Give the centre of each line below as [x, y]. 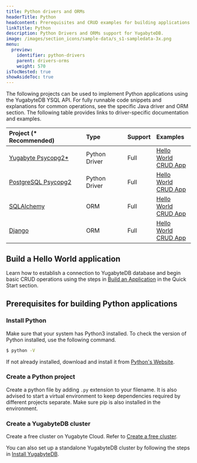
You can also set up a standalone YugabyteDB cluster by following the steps [98, 448]
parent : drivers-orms [43, 61]
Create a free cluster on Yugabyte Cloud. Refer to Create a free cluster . [92, 437]
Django [19, 231]
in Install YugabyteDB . [33, 454]
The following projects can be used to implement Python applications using [97, 94]
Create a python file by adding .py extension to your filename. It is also [91, 390]
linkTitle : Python [28, 28]
